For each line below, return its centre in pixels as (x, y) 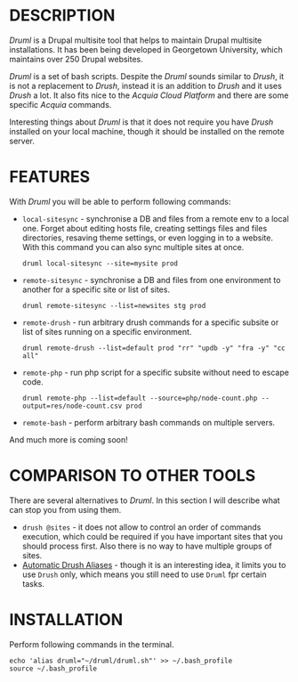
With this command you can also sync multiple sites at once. (133, 247)
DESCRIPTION (62, 16)
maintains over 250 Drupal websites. (77, 59)
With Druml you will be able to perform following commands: (120, 201)
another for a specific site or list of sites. (96, 289)
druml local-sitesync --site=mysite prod (100, 264)
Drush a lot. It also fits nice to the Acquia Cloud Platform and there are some (149, 95)
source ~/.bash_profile (53, 669)
